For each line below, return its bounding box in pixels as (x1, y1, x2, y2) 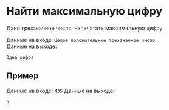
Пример (6, 71, 39, 81)
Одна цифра (6, 54, 34, 60)
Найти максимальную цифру (6, 4, 163, 18)
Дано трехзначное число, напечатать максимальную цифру (6, 24, 163, 32)
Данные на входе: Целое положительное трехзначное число (6, 36, 156, 43)
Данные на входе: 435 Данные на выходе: (6, 87, 115, 94)
